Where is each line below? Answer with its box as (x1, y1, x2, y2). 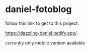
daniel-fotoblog (5, 4, 72, 15)
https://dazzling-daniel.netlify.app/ (5, 30, 77, 36)
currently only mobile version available (5, 39, 85, 46)
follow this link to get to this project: (5, 20, 79, 26)
